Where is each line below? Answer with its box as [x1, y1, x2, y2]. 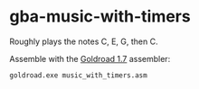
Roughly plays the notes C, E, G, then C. [9, 36, 158, 47]
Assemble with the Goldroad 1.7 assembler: [9, 53, 171, 64]
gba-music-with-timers [9, 6, 192, 27]
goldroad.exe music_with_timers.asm [9, 70, 147, 80]
